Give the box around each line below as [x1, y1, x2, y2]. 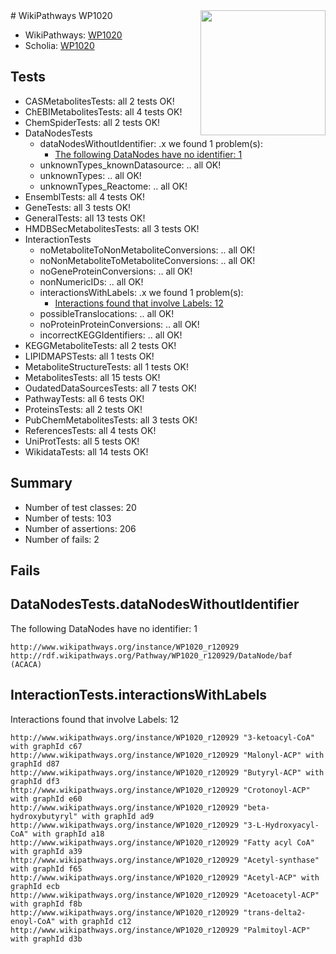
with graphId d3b [10, 934, 83, 944]
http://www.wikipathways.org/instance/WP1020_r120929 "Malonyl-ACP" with [10, 750, 325, 760]
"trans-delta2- [243, 907, 307, 918]
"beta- [243, 802, 271, 813]
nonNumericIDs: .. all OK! [39, 275, 144, 288]
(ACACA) [10, 659, 43, 669]
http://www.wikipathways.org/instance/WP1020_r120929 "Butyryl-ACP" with [10, 767, 325, 778]
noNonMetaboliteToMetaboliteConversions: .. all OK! [39, 254, 256, 266]
